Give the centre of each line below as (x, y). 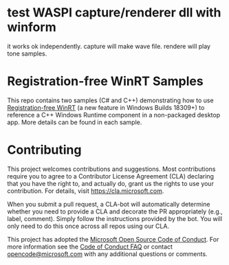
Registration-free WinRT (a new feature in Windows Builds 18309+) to (106, 107)
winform (32, 27)
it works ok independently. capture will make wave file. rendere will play (109, 46)
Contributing (44, 150)
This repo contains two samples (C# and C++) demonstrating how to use (111, 100)
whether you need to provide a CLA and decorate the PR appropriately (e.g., (115, 211)
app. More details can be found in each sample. (75, 122)
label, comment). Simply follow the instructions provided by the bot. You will (115, 218)
